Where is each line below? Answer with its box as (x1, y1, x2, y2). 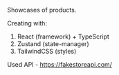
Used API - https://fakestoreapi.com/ (7, 61, 113, 68)
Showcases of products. (7, 6, 77, 14)
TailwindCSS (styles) (17, 47, 77, 55)
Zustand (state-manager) (17, 40, 89, 47)
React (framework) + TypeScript (17, 32, 109, 41)
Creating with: (7, 19, 47, 27)
